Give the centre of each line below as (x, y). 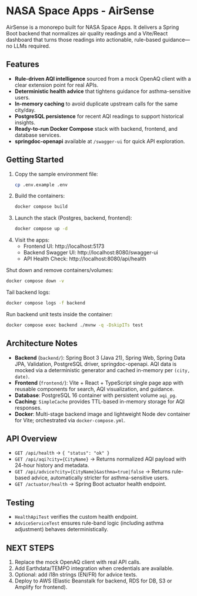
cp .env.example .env (41, 185)
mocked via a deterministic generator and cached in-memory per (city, (102, 370)
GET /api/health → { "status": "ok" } (62, 453)
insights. (25, 122)
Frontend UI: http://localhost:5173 (64, 246)
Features (23, 64)
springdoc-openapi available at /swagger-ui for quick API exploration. (100, 141)
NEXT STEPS (30, 548)
